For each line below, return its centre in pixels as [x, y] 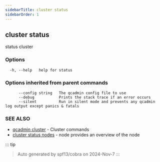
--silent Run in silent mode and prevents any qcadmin [87, 101]
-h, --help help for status [41, 70]
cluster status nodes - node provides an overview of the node [76, 135]
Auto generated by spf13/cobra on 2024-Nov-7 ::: [68, 154]
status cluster [19, 47]
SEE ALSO [18, 118]
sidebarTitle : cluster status [37, 10]
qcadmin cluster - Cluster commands [51, 129]
